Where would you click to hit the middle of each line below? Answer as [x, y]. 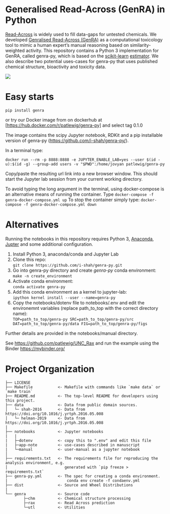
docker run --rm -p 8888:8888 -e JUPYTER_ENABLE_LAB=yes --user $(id [81, 160]
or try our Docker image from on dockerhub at [54, 120]
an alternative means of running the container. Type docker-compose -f [79, 194]
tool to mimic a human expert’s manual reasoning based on [67, 45]
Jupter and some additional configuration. [49, 244]
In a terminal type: [24, 150]
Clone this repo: [29, 259]
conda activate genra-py [39, 287]
